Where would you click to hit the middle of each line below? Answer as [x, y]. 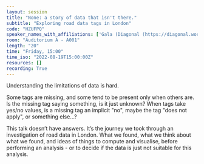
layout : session [27, 12]
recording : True [27, 68]
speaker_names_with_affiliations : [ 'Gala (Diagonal [73, 35]
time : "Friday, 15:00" [35, 52]
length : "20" [23, 46]
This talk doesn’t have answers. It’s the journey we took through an [90, 129]
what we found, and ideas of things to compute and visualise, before [92, 142]
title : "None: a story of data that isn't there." [72, 18]
